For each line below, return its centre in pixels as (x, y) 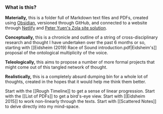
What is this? (21, 7)
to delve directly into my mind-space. (43, 107)
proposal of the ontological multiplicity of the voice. (57, 53)
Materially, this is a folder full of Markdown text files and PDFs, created (77, 18)
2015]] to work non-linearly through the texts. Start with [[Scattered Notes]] (81, 101)
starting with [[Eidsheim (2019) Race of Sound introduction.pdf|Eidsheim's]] (81, 48)
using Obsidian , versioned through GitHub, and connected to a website (76, 23)
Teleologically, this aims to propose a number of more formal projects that (80, 62)
